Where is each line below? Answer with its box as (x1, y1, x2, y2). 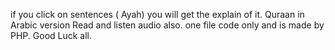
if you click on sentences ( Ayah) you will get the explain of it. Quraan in (10, 9, 305, 20)
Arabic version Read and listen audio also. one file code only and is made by (10, 19, 325, 31)
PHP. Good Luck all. (10, 30, 93, 41)
